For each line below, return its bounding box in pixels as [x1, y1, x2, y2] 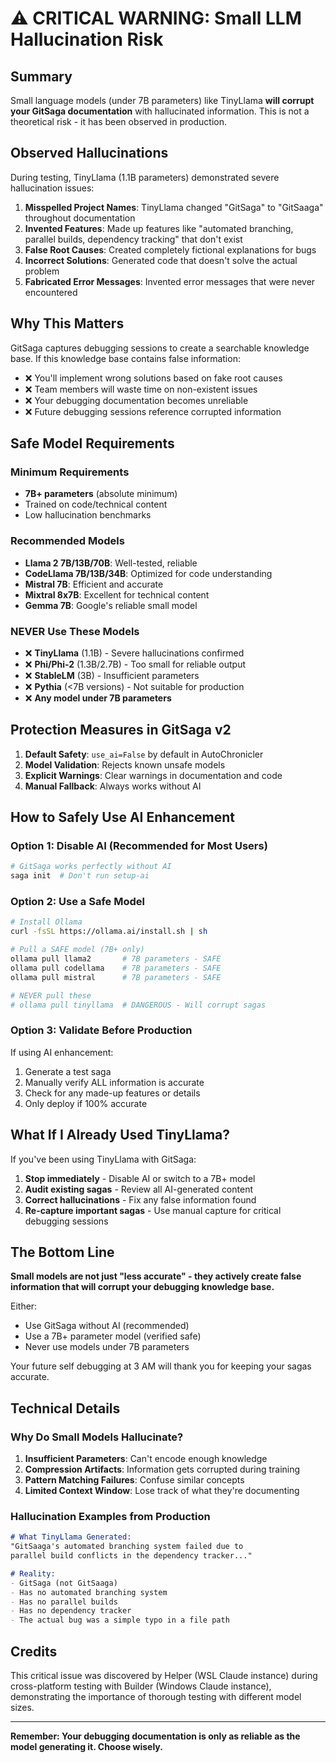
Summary [10, 68, 73, 85]
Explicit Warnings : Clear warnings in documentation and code [24, 769, 283, 781]
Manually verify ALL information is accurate [24, 1076, 205, 1088]
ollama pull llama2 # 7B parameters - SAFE [10, 954, 222, 964]
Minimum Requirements [10, 465, 130, 479]
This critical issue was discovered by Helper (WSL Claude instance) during [10, 1670, 318, 1682]
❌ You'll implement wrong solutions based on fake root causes [24, 372, 283, 384]
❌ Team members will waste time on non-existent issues [24, 383, 258, 395]
